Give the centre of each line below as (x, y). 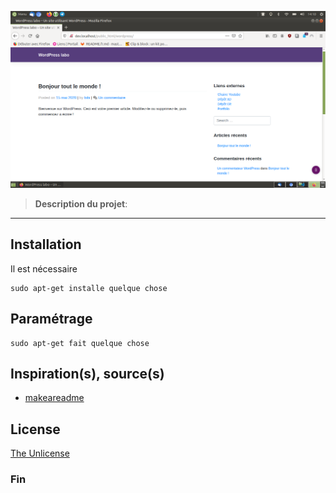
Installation (46, 244)
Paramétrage (51, 319)
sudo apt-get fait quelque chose (80, 343)
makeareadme (54, 398)
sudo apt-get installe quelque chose (89, 288)
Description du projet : (81, 204)
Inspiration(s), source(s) (87, 374)
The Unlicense (40, 453)
